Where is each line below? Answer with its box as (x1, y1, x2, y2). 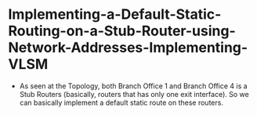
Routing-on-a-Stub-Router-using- (8, 22, 237, 40)
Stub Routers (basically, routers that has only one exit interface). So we (19, 89, 249, 99)
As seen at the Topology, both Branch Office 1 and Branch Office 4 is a (19, 81, 248, 91)
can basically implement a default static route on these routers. (19, 98, 223, 107)
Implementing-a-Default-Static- (8, 5, 222, 23)
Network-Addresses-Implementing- (8, 39, 248, 56)
